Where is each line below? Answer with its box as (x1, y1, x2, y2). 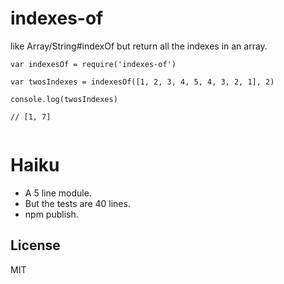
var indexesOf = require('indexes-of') (10, 59, 177, 69)
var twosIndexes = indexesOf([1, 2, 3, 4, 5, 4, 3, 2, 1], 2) (10, 77, 275, 87)
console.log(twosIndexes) (10, 94, 118, 104)
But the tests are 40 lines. (24, 197, 131, 209)
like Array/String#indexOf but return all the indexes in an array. (10, 40, 268, 52)
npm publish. (24, 208, 79, 220)
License (10, 237, 61, 254)
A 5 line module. (24, 187, 92, 199)
